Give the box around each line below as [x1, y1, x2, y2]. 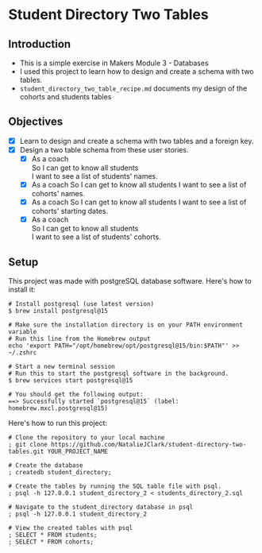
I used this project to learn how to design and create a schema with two [19, 67, 254, 76]
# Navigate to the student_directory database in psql [8, 503, 194, 511]
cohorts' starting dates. [31, 207, 109, 216]
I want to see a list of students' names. [31, 172, 159, 180]
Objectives [8, 115, 64, 129]
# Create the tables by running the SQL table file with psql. [8, 482, 222, 490]
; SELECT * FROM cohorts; [8, 538, 94, 546]
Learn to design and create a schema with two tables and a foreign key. [19, 136, 254, 145]
